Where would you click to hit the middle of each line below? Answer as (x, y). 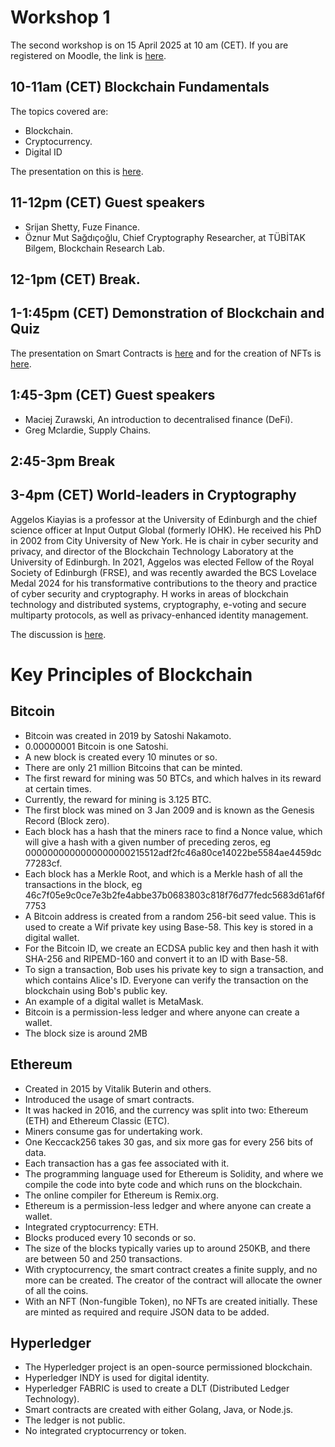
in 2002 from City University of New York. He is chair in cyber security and (164, 540)
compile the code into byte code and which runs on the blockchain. (163, 1184)
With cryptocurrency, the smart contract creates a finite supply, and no (171, 1269)
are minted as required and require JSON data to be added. (147, 1312)
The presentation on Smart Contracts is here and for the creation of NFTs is (166, 353)
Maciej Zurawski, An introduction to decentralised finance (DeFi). (158, 419)
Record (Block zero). (67, 820)
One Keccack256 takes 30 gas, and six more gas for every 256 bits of (169, 1142)
